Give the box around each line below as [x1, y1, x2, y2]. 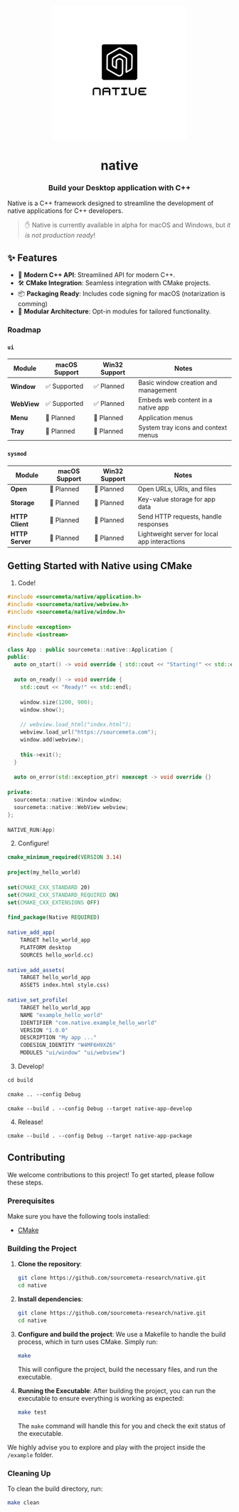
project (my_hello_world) [7, 869, 81, 876]
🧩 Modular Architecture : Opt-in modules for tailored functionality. [17, 307, 211, 316]
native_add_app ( [7, 929, 55, 937]
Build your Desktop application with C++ [48, 183, 191, 193]
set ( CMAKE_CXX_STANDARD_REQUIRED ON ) [7, 891, 119, 899]
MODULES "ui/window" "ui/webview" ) [20, 1049, 126, 1056]
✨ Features [7, 251, 58, 264]
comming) [17, 300, 48, 308]
